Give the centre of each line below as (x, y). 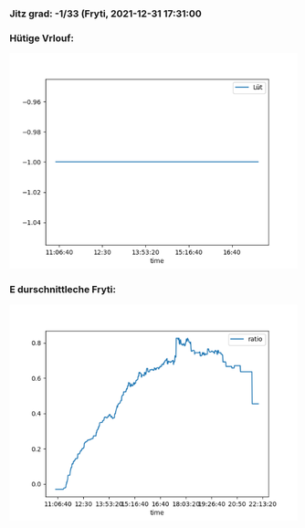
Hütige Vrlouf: (42, 37)
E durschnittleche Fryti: (63, 290)
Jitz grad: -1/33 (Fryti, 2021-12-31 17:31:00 (106, 14)
